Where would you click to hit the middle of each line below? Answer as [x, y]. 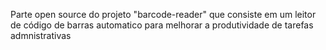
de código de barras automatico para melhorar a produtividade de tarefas [162, 25]
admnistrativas [41, 35]
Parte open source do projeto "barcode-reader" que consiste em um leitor [163, 14]
